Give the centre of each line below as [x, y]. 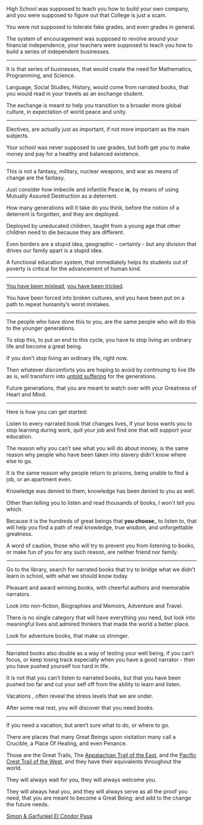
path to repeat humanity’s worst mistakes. [58, 304]
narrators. [19, 594]
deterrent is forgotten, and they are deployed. [63, 214]
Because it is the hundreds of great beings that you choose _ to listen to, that [101, 521]
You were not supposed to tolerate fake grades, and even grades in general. [101, 27]
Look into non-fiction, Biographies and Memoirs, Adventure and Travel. [95, 606]
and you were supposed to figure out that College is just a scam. [87, 15]
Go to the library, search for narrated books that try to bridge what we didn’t [101, 569]
